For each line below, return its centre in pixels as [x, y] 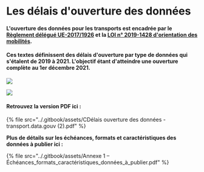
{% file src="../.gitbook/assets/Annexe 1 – [58, 156]
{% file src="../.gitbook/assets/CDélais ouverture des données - [86, 120]
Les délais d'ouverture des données [99, 11]
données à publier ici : [35, 144]
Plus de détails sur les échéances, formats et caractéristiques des [91, 138]
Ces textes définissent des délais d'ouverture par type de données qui [97, 55]
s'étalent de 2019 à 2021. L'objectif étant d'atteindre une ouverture [92, 61]
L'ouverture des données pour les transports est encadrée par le [89, 28]
